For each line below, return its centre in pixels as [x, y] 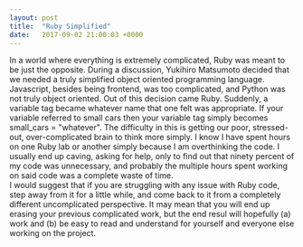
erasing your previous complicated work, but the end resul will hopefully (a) [150, 214]
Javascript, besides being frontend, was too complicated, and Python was [148, 89]
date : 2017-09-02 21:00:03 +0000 [76, 34]
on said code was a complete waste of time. [91, 176]
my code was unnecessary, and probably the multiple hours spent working [148, 166]
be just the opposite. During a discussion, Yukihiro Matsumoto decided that [149, 70]
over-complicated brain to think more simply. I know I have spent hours [158, 138]
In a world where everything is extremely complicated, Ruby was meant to [147, 61]
